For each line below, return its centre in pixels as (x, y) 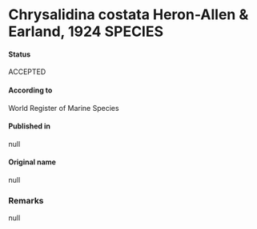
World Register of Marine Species (64, 108)
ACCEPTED (27, 72)
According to (30, 90)
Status (20, 54)
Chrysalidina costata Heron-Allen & (128, 15)
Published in (29, 126)
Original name (32, 162)
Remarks (26, 200)
